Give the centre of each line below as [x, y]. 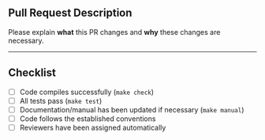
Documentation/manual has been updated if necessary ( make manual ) [132, 109]
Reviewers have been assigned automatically [93, 127]
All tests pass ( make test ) [61, 100]
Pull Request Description [70, 13]
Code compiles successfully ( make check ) [87, 92]
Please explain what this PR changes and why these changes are [114, 32]
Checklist [32, 73]
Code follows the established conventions [88, 119]
